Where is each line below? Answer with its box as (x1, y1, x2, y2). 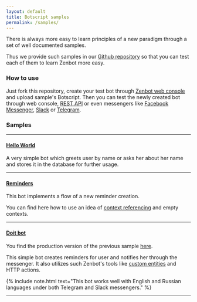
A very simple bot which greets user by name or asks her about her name (6, 155, 184, 162)
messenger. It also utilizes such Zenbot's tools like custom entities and (6, 260, 176, 267)
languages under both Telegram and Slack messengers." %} (6, 284, 152, 291)
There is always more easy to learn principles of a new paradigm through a (6, 36, 188, 43)
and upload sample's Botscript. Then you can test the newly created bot (6, 93, 181, 100)
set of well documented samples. (6, 42, 86, 49)
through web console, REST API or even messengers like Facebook (6, 100, 169, 107)
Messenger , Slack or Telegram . (6, 106, 81, 113)
